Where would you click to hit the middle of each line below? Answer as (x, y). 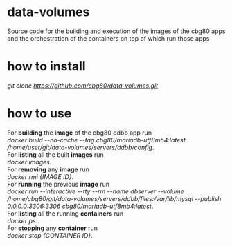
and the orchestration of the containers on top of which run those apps (108, 38)
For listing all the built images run (55, 154)
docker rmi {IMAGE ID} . (41, 176)
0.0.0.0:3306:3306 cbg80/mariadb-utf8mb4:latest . (80, 206)
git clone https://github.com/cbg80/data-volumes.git (82, 85)
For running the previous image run (58, 184)
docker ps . (23, 220)
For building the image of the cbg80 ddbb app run (80, 133)
